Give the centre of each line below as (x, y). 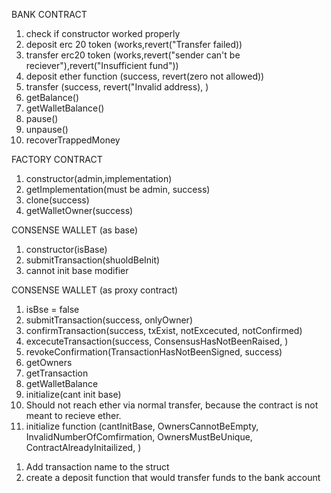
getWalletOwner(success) (79, 210)
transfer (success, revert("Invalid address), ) (117, 87)
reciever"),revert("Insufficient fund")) (102, 65)
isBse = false (52, 309)
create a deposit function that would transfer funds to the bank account (173, 477)
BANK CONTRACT (49, 14)
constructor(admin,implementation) (99, 178)
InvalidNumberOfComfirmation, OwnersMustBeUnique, (139, 437)
